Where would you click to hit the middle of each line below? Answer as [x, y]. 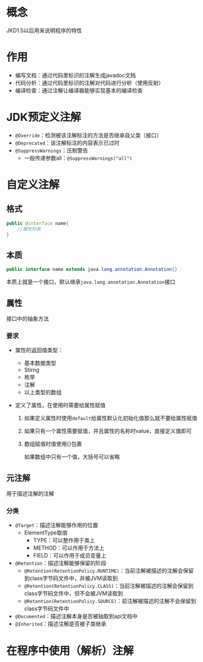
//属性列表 [29, 229]
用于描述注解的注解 [30, 494]
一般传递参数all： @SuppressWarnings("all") [78, 158]
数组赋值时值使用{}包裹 [53, 444]
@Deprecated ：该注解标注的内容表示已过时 [67, 143]
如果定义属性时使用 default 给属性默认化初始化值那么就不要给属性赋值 [111, 418]
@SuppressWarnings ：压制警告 [52, 150]
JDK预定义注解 [44, 118]
